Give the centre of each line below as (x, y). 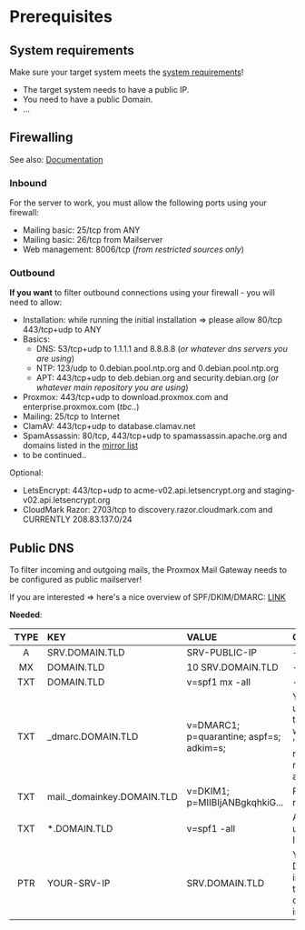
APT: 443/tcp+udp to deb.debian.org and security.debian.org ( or (157, 378)
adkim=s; (206, 748)
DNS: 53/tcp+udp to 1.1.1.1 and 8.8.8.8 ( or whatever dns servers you (162, 349)
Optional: (26, 473)
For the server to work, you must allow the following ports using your (138, 203)
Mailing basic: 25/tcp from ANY (81, 230)
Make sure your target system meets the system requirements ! (127, 72)
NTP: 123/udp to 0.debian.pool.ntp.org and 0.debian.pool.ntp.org (157, 368)
